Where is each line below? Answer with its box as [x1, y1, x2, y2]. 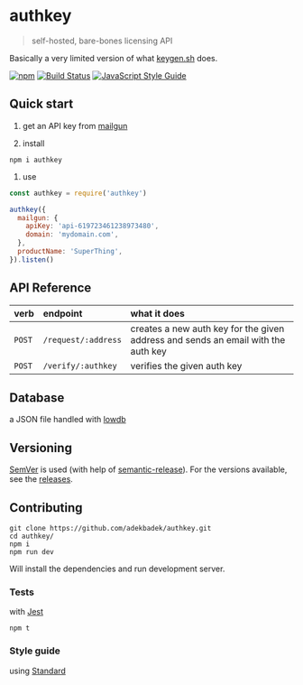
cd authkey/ [9, 532, 54, 541]
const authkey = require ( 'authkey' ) [9, 189, 147, 198]
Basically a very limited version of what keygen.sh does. [9, 52, 218, 63]
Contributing [9, 500, 83, 515]
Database [9, 390, 65, 405]
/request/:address [42, 335, 122, 345]
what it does [130, 307, 185, 319]
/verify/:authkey [42, 360, 117, 371]
